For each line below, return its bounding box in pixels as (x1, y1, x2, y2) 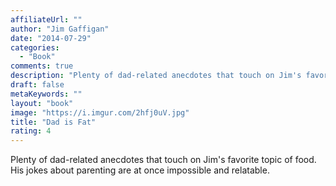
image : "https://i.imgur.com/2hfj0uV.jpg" (10, 107, 190, 118)
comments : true (10, 61, 74, 71)
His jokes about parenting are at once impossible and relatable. (10, 164, 270, 176)
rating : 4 (10, 126, 52, 136)
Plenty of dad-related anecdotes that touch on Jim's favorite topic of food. (10, 154, 317, 166)
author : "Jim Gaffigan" (10, 24, 110, 34)
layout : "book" (10, 98, 74, 108)
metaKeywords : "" (10, 89, 83, 99)
